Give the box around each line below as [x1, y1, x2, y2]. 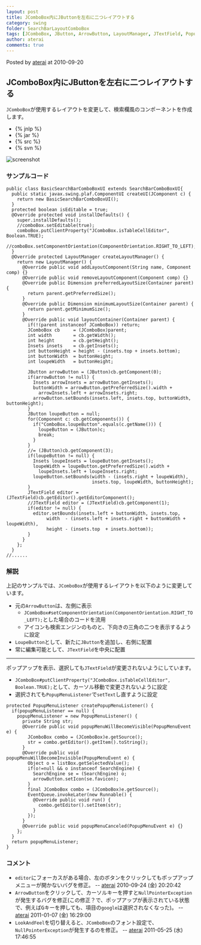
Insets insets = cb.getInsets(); [28, 342, 119, 349]
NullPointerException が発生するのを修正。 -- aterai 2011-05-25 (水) [14, 926, 183, 934]
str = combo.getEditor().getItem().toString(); [28, 740, 148, 746]
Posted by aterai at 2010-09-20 [6, 58, 84, 66]
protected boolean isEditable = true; [11, 206, 109, 212]
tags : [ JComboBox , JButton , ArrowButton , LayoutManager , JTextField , [6, 31, 184, 37]
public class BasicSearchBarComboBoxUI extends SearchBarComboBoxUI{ [6, 186, 184, 192]
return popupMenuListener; [11, 839, 79, 845]
